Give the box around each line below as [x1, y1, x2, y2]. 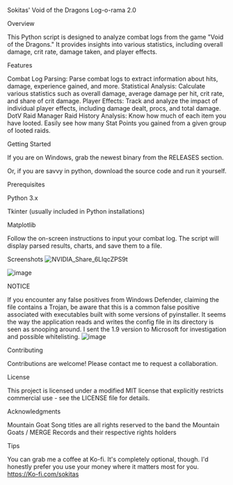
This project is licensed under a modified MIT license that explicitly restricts [7, 386, 224, 395]
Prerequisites [7, 180, 45, 189]
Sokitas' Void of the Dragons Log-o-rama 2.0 [7, 6, 137, 14]
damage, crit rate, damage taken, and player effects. [7, 48, 158, 56]
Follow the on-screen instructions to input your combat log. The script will [7, 234, 219, 242]
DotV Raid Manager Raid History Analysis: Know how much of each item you [7, 111, 227, 120]
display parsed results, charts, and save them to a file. [7, 241, 162, 250]
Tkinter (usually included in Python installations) [7, 207, 145, 215]
